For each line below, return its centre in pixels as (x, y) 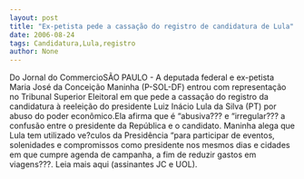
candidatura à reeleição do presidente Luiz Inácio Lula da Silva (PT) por (143, 106)
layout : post (34, 18)
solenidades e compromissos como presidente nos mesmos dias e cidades (150, 145)
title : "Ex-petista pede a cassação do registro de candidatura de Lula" (152, 26)
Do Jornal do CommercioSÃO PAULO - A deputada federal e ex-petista (142, 77)
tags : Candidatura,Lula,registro (73, 43)
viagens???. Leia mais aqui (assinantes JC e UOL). (103, 164)
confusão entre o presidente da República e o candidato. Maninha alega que (152, 126)
